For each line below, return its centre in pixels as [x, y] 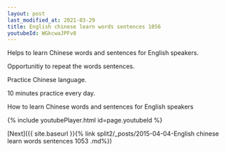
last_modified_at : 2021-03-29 [51, 20]
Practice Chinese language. [47, 80]
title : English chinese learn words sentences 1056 [84, 26]
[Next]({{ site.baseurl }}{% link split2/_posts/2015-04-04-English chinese [113, 134]
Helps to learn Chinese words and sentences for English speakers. [103, 53]
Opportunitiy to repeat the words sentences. [71, 66]
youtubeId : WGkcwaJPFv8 [42, 33]
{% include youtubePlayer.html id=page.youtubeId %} [85, 120]
